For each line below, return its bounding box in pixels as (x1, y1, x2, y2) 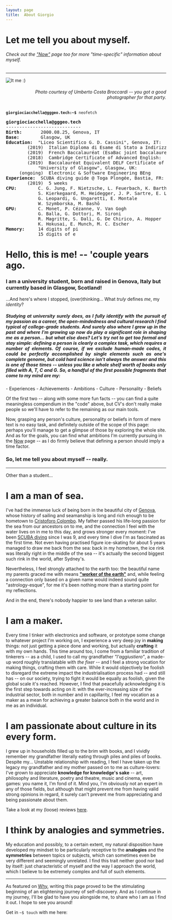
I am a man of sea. (6, 490, 84, 502)
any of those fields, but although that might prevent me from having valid (6, 786, 159, 792)
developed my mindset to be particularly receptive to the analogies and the (6, 847, 164, 853)
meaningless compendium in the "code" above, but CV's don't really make (6, 401, 162, 407)
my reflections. (6, 587, 37, 593)
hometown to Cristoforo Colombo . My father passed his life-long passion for (6, 518, 166, 524)
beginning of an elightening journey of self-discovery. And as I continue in (6, 888, 161, 895)
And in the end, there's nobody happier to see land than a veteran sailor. (6, 597, 157, 603)
